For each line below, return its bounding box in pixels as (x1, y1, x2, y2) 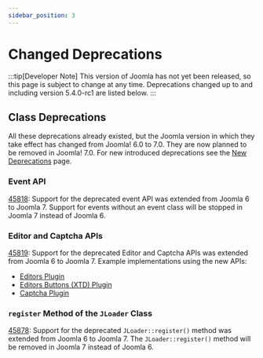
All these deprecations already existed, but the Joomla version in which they (8, 131, 255, 141)
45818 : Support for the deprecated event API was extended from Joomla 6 (8, 194, 250, 203)
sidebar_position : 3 (8, 11, 76, 20)
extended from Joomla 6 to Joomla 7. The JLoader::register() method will (8, 334, 251, 344)
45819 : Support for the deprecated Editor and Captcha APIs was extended (8, 248, 249, 258)
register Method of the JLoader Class (8, 308, 153, 319)
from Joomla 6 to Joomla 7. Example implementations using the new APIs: (8, 256, 247, 265)
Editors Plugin (19, 272, 65, 281)
